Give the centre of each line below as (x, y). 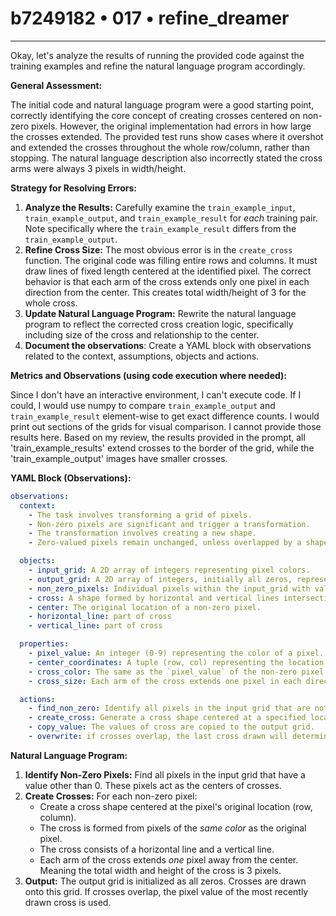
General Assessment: (56, 85)
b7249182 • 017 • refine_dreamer (150, 18)
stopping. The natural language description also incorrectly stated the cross (166, 158)
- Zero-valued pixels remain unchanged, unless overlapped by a (165, 543)
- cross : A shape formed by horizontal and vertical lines (154, 598)
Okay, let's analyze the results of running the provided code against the (157, 55)
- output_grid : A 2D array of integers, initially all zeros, (160, 579)
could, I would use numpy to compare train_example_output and (143, 405)
